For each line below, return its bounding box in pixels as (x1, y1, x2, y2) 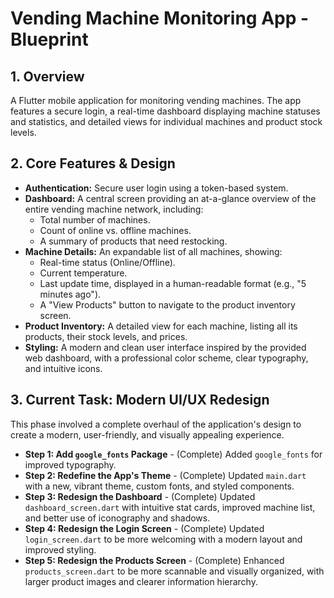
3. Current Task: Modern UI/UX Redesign (10, 392, 270, 409)
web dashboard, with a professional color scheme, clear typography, (24, 352, 309, 364)
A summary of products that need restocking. (39, 235, 228, 247)
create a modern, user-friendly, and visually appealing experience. (10, 428, 285, 441)
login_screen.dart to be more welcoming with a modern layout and (24, 533, 303, 545)
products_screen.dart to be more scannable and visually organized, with (24, 565, 325, 577)
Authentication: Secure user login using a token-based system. (24, 182, 289, 194)
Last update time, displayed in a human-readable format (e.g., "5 (39, 277, 307, 289)
